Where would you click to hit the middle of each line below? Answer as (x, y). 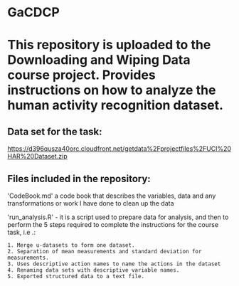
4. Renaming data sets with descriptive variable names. (94, 270)
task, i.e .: (22, 232)
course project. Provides (82, 75)
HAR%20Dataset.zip (37, 157)
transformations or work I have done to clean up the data (91, 203)
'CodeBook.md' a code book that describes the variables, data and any (112, 196)
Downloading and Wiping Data (99, 60)
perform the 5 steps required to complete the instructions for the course (113, 224)
